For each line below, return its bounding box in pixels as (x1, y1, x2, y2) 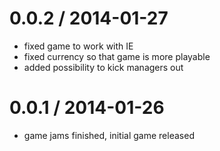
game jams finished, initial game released (23, 129, 195, 141)
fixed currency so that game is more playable (23, 50, 211, 62)
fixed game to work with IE (23, 40, 134, 52)
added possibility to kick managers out (23, 61, 184, 73)
